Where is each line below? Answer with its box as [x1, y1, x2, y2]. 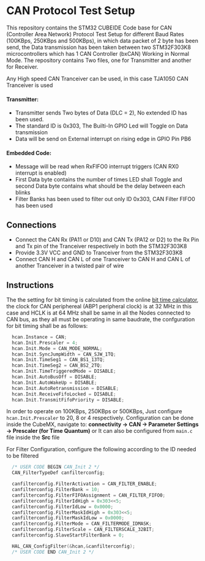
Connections [6, 219, 57, 230]
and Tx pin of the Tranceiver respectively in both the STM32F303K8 [15, 243, 187, 250]
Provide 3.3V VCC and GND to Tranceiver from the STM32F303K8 [15, 249, 183, 256]
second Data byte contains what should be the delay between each [15, 182, 185, 190]
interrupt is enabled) [15, 169, 67, 177]
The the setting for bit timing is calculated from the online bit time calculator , [6, 296, 199, 303]
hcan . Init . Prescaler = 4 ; [12, 340, 78, 346]
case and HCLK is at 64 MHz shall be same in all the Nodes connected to [6, 309, 191, 316]
